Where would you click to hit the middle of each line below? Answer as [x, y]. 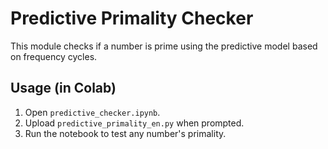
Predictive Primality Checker [132, 18]
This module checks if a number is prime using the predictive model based [164, 46]
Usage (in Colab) [63, 88]
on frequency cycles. [54, 56]
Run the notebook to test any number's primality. [125, 133]
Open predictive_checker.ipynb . [92, 112]
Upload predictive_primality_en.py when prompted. [134, 123]
